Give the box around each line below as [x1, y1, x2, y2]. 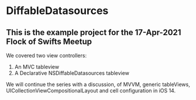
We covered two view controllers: [6, 52, 87, 59]
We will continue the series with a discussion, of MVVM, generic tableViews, [6, 81, 190, 88]
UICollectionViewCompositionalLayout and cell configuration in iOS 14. [6, 87, 176, 94]
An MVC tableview [14, 63, 60, 70]
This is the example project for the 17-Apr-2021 [6, 27, 181, 37]
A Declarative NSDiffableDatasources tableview [14, 70, 130, 77]
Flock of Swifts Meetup [6, 36, 92, 46]
